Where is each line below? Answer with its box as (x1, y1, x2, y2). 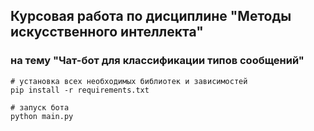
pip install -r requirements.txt (10, 85, 150, 95)
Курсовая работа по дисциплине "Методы (10, 8, 292, 25)
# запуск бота (10, 102, 70, 113)
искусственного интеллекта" (10, 24, 204, 41)
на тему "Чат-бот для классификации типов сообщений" (10, 54, 305, 68)
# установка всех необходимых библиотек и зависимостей (10, 76, 248, 86)
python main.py (10, 111, 74, 121)
